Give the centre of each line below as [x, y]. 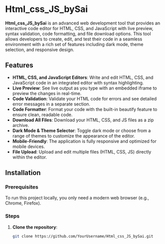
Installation [23, 173]
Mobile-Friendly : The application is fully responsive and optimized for [84, 141]
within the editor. [30, 157]
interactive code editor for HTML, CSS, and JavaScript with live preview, [79, 28]
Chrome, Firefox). [23, 203]
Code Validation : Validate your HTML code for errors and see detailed [84, 98]
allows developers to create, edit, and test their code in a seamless [74, 39]
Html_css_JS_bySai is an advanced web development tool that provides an [83, 23]
